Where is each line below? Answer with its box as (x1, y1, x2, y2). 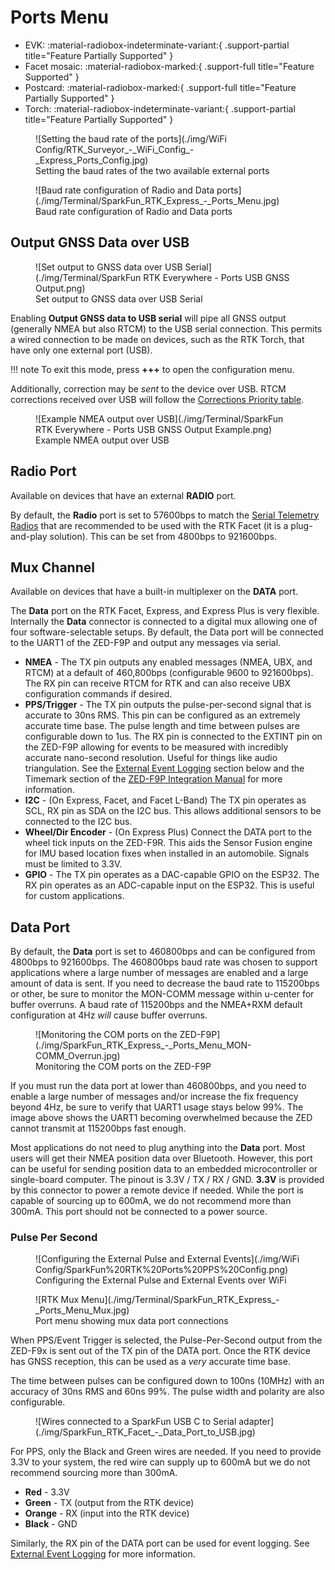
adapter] (238, 1416, 275, 1428)
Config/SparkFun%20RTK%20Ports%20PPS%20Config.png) (35, 1264, 289, 1276)
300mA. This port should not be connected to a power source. (10, 1206, 268, 1218)
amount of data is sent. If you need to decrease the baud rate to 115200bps (10, 977, 320, 990)
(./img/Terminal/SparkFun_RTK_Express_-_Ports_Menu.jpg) (35, 194, 280, 206)
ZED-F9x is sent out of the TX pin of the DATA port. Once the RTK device (10, 1345, 312, 1357)
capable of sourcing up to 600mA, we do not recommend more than (10, 1195, 292, 1207)
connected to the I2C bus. (24, 816, 133, 828)
